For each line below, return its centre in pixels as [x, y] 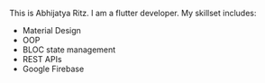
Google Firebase [53, 69]
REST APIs [42, 59]
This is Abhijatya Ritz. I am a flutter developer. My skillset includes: [133, 13]
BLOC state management [69, 50]
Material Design [51, 30]
